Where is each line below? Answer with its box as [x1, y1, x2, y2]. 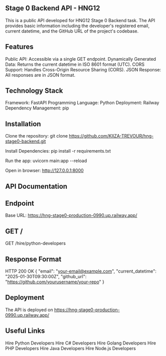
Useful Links [5, 326, 45, 335]
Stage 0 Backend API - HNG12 [5, 4, 100, 13]
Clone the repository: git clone [5, 133, 68, 139]
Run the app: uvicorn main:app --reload [5, 158, 87, 164]
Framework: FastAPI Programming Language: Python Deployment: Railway [5, 100, 159, 106]
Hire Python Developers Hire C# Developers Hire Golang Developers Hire [5, 340, 156, 346]
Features [5, 43, 34, 51]
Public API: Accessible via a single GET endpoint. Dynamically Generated [5, 56, 156, 62]
